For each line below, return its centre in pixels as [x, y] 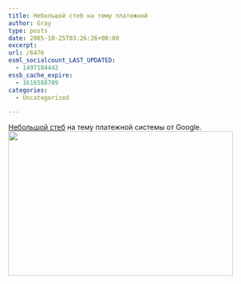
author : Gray [30, 23]
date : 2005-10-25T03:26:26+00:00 [64, 38]
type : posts [28, 30]
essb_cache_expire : [41, 75]
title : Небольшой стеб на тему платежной [78, 16]
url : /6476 [26, 53]
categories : [28, 90]
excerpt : [23, 46]
